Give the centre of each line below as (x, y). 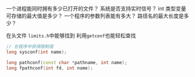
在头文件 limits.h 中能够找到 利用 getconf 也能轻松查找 (71, 36)
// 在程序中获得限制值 (30, 47)
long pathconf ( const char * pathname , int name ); (67, 62)
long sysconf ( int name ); (36, 52)
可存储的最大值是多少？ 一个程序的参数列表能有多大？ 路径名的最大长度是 (95, 16)
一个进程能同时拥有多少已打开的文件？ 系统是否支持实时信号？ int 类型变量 (96, 8)
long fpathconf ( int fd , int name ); (50, 68)
